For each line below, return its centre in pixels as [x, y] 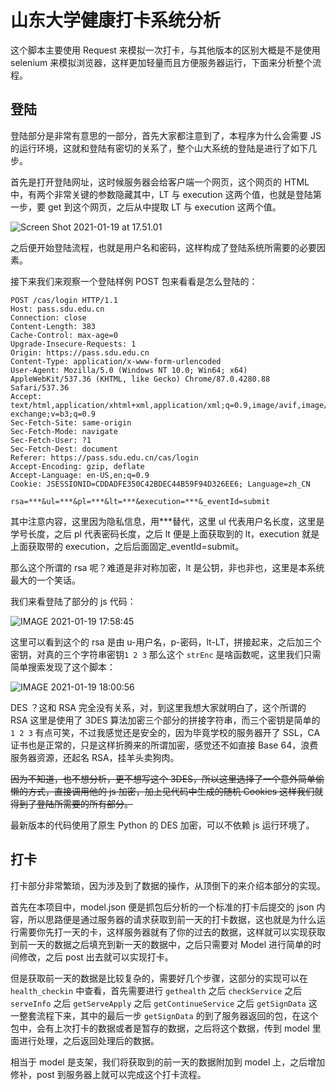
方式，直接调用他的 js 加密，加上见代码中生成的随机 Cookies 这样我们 [171, 791]
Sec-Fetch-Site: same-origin [71, 422]
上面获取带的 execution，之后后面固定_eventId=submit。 [127, 546]
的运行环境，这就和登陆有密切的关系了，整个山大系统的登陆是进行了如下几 [163, 148]
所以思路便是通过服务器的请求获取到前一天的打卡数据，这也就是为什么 [172, 919]
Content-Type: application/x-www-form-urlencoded [116, 361]
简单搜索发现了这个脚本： [63, 667]
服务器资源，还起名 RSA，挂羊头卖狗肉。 [95, 757]
